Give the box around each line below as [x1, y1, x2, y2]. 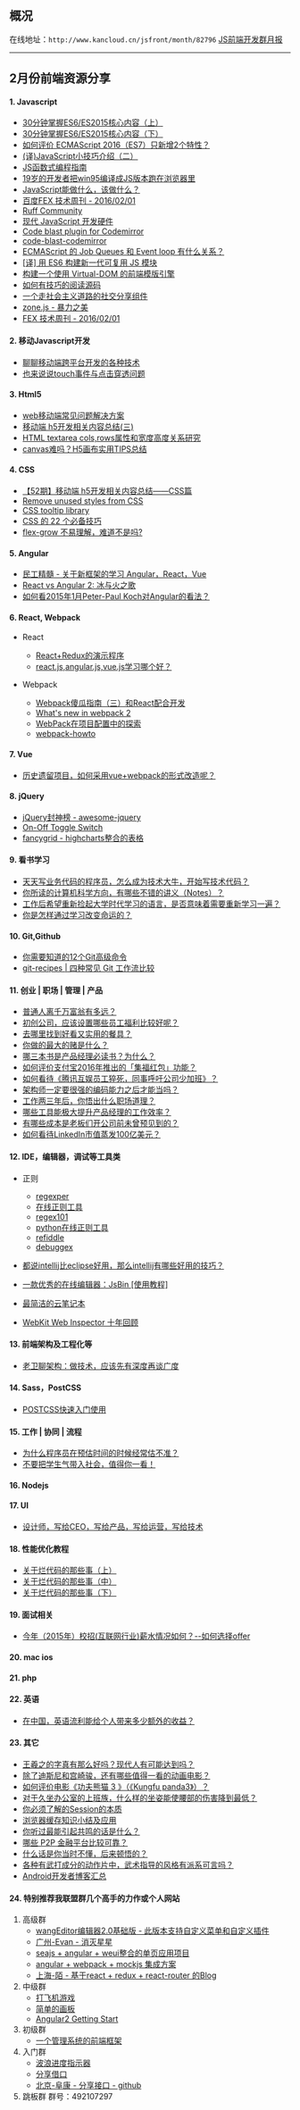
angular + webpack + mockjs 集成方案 [35, 1959, 177, 1970]
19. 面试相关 [9, 1609, 54, 1620]
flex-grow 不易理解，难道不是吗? [21, 527, 143, 538]
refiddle [35, 1231, 65, 1243]
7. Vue [9, 749, 33, 760]
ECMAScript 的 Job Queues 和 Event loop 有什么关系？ [21, 246, 225, 257]
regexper [35, 1190, 70, 1201]
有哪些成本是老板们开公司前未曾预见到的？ [21, 1118, 179, 1129]
